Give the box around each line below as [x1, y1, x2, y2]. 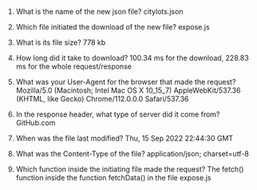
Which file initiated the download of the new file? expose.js [15, 22, 210, 31]
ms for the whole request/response [15, 61, 132, 71]
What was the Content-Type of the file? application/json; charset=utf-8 [15, 149, 250, 158]
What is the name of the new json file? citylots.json [15, 7, 184, 16]
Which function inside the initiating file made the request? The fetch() [15, 164, 244, 174]
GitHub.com [15, 118, 56, 127]
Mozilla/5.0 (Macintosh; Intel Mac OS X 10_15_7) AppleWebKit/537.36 [15, 85, 241, 95]
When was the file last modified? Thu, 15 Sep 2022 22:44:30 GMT [15, 133, 234, 143]
